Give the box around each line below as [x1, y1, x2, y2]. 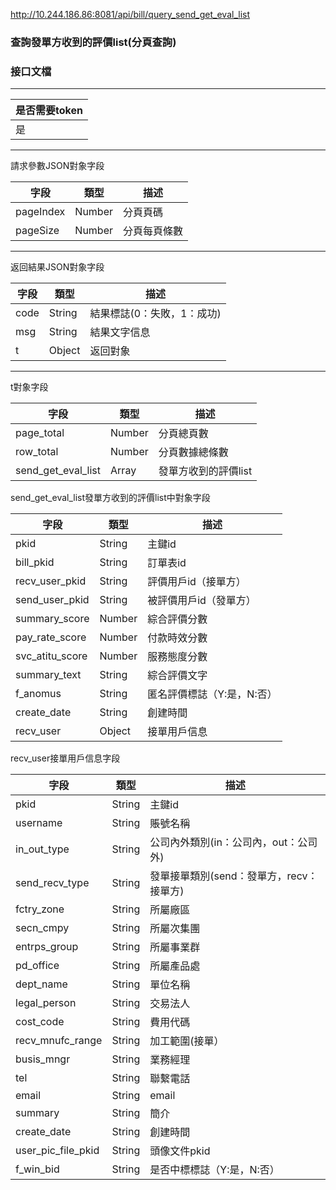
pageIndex [15, 205, 66, 219]
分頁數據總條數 [158, 445, 229, 459]
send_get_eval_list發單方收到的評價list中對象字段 [10, 492, 211, 504]
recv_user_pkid [15, 574, 87, 588]
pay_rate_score [15, 630, 87, 644]
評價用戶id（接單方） [147, 575, 247, 589]
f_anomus [15, 687, 62, 701]
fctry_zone [15, 902, 65, 916]
